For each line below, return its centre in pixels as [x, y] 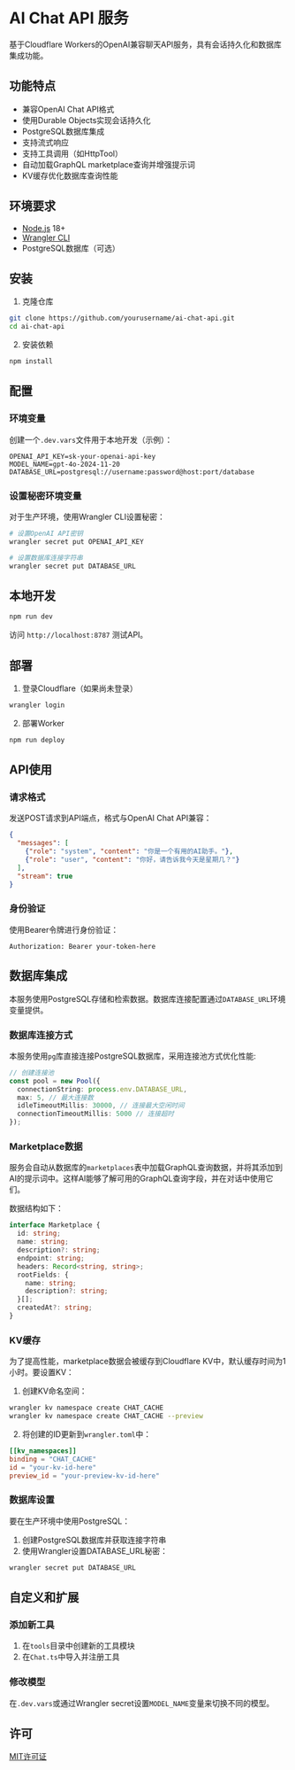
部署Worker [43, 723]
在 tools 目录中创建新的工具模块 [78, 1646]
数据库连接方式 [41, 1035]
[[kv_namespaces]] [43, 1451]
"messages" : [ [43, 843]
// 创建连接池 [32, 1073]
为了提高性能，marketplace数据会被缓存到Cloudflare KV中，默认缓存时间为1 [147, 1362]
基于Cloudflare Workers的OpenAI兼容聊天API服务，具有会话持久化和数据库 [146, 44]
